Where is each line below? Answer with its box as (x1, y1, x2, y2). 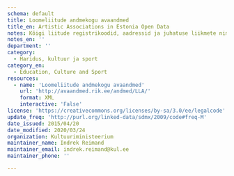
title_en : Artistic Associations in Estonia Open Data (7, 23, 170, 30)
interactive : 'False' (19, 101, 82, 108)
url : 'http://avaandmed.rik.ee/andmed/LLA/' (19, 88, 151, 95)
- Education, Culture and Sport (13, 68, 108, 75)
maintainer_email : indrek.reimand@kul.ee (7, 146, 130, 153)
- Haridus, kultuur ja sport (13, 56, 98, 63)
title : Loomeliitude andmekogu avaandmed (7, 17, 130, 24)
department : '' (7, 42, 52, 49)
